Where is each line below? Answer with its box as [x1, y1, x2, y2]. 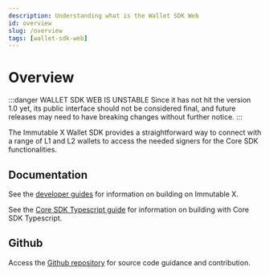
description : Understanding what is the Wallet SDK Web [8, 11, 199, 20]
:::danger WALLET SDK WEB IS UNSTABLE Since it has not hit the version [8, 95, 251, 105]
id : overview [8, 19, 52, 27]
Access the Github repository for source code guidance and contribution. [8, 257, 251, 267]
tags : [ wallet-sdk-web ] [8, 34, 88, 42]
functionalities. [8, 145, 58, 155]
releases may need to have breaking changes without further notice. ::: [8, 112, 243, 122]
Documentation [8, 168, 88, 181]
